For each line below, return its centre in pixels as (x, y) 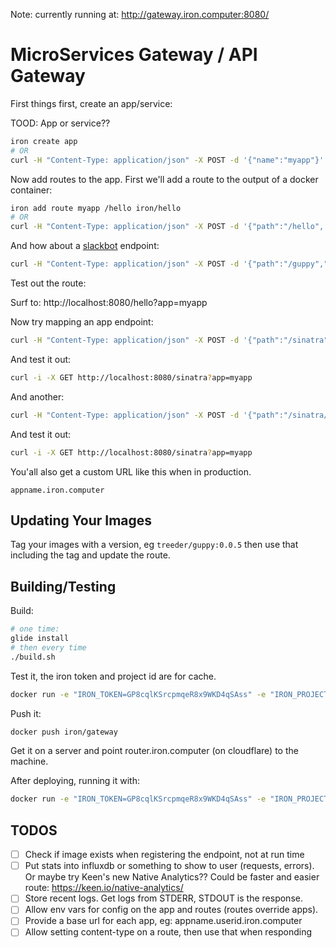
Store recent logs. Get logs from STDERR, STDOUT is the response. (163, 898)
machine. (29, 761)
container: (31, 190)
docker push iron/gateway (64, 732)
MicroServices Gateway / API (134, 55)
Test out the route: (48, 283)
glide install (40, 639)
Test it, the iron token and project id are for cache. (113, 676)
